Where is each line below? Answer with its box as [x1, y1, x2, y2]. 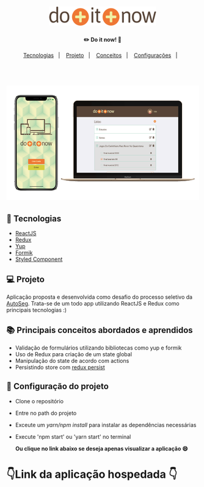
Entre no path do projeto [15, 409, 77, 417]
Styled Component [15, 255, 63, 263]
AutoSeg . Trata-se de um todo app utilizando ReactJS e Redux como [6, 300, 180, 307]
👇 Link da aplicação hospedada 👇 [6, 467, 178, 482]
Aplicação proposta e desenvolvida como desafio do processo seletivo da [6, 293, 193, 301]
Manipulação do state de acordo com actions [15, 357, 129, 365]
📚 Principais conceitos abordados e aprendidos [6, 324, 194, 335]
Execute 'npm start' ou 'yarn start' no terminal [15, 433, 131, 440]
